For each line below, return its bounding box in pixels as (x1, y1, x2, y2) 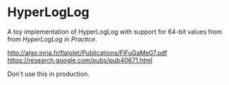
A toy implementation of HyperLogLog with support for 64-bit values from (7, 27, 222, 36)
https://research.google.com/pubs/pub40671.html (7, 55, 153, 64)
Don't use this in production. (7, 70, 89, 78)
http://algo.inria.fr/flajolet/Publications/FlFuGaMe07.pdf (7, 48, 168, 57)
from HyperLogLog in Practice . (7, 34, 97, 43)
